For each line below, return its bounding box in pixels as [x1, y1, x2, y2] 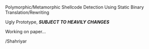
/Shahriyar [5, 38, 27, 44]
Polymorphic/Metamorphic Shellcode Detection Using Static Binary [5, 4, 144, 10]
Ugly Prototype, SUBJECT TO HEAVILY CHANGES [5, 19, 109, 25]
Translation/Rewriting [5, 9, 49, 15]
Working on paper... [5, 29, 46, 34]
